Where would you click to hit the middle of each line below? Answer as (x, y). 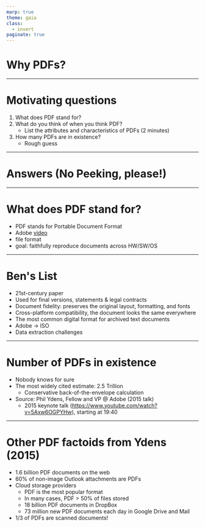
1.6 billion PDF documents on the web (62, 472)
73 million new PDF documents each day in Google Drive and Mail (107, 511)
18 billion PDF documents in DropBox (71, 504)
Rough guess (41, 143)
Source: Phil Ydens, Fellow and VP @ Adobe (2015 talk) (85, 399)
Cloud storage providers (46, 485)
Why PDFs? (36, 65)
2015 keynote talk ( (48, 405)
